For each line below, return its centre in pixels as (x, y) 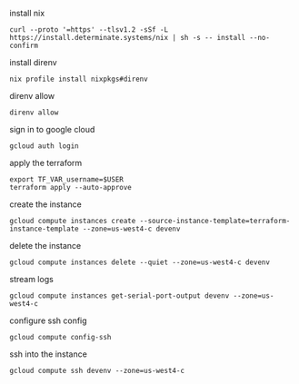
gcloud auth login (44, 146)
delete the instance (45, 246)
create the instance (45, 204)
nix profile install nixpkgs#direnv (79, 79)
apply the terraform (46, 163)
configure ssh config (49, 320)
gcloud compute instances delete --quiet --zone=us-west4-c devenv (140, 262)
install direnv (33, 62)
